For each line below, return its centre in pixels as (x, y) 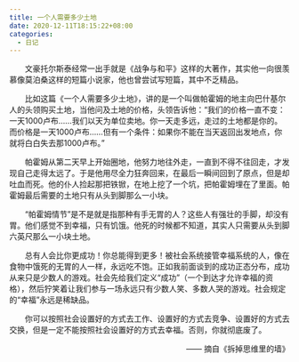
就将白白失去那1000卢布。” (57, 143)
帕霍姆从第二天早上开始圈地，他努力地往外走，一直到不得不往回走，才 (153, 162)
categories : (31, 34)
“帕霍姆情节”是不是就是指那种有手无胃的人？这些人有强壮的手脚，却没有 (157, 214)
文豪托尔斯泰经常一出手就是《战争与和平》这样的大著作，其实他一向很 (153, 68)
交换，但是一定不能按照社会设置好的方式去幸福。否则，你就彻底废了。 (138, 330)
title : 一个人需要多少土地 (53, 17)
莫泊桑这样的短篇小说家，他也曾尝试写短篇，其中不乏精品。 (133, 80)
